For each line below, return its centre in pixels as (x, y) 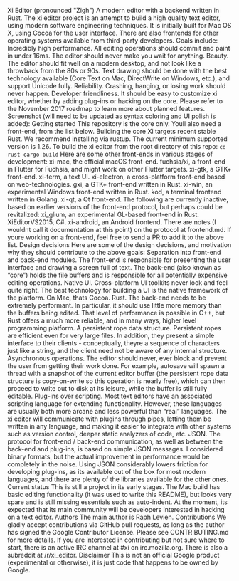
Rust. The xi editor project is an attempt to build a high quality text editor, (114, 18)
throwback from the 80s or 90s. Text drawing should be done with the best (117, 71)
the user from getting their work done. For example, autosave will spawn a (116, 366)
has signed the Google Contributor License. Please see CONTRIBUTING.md (118, 532)
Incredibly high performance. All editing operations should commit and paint (119, 48)
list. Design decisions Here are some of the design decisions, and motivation (119, 245)
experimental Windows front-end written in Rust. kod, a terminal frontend (115, 192)
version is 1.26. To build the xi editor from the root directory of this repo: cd (117, 146)
